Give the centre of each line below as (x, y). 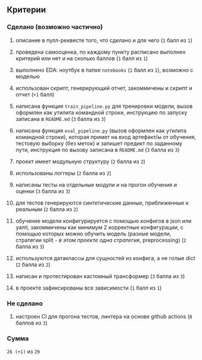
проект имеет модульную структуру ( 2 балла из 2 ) (81, 161)
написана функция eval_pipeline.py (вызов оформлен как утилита (101, 130)
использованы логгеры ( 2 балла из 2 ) (63, 173)
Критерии (26, 10)
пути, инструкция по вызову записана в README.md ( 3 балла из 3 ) (97, 149)
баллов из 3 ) (31, 323)
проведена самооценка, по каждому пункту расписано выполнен (100, 52)
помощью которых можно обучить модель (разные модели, (93, 234)
